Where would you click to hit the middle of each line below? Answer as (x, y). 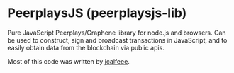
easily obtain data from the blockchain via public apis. (86, 47)
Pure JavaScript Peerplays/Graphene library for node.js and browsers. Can (117, 33)
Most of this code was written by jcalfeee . (68, 61)
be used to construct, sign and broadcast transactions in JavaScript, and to (117, 40)
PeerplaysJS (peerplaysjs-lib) (97, 13)
